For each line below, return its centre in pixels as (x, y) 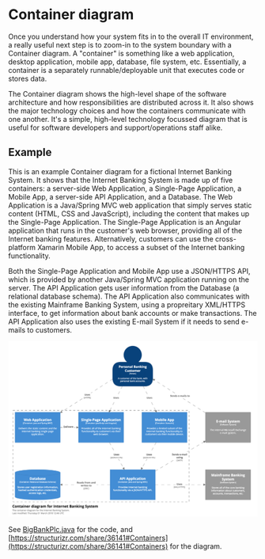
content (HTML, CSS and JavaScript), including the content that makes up (129, 213)
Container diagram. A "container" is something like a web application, (121, 53)
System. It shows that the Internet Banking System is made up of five (121, 180)
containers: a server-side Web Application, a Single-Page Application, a (125, 188)
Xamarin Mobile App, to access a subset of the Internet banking (141, 247)
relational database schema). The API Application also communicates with (129, 296)
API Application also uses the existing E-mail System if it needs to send (124, 321)
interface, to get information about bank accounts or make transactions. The (132, 313)
